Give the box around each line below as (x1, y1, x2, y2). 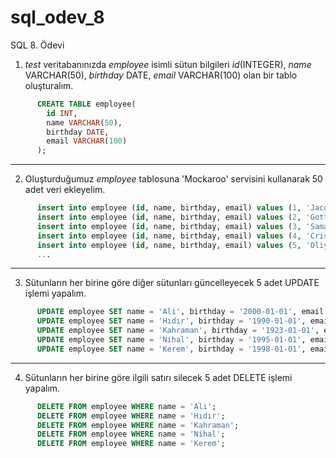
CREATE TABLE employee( (36, 99, 137, 109)
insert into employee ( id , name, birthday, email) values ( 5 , (36, 240, 302, 250)
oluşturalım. (24, 79, 74, 91)
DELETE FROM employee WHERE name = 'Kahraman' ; (36, 420, 240, 430)
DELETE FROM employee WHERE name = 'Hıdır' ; (36, 411, 226, 421)
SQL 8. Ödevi (10, 39, 65, 51)
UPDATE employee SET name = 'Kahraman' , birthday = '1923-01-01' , (36, 326, 320, 336)
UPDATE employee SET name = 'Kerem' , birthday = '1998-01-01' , (36, 344, 307, 354)
